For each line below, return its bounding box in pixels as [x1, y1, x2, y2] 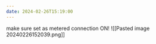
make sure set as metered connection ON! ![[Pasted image [6, 25, 150, 32]
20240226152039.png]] [6, 31, 65, 38]
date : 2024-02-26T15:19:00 [6, 8, 73, 15]
